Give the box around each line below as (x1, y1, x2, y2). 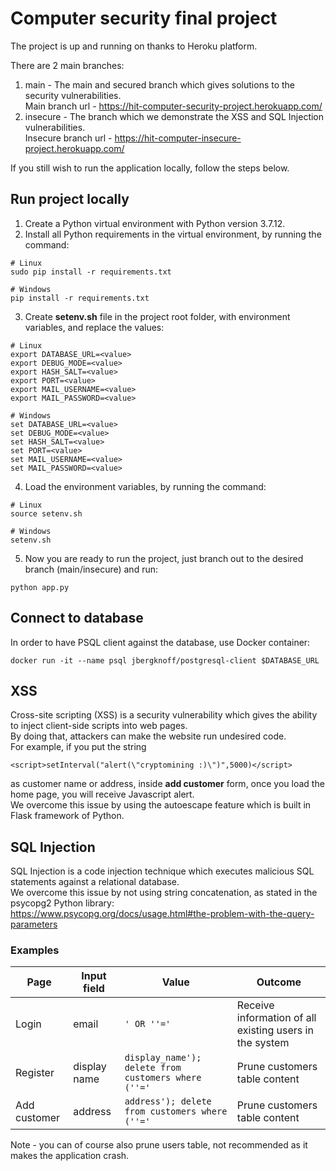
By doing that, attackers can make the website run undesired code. (10, 730, 287, 742)
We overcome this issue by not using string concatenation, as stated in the (10, 887, 318, 899)
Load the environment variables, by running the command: (24, 480, 267, 492)
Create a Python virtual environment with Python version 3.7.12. (24, 217, 286, 229)
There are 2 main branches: (10, 59, 125, 71)
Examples (10, 943, 60, 957)
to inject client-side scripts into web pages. (10, 720, 188, 732)
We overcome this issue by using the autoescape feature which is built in (10, 799, 312, 811)
